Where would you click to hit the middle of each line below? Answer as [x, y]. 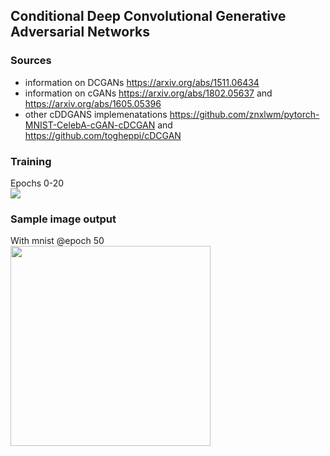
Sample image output [63, 219]
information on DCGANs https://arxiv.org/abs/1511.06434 [142, 82]
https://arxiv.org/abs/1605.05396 [93, 103]
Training [31, 161]
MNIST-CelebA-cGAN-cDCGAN [90, 125]
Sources [31, 61]
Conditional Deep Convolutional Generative [148, 16]
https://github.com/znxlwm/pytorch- [244, 114]
